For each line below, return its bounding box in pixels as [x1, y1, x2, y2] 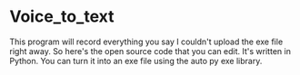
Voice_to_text [9, 6, 115, 27]
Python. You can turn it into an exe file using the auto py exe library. [9, 55, 263, 66]
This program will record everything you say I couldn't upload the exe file [9, 36, 284, 47]
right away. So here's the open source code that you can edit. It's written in [9, 45, 291, 56]
